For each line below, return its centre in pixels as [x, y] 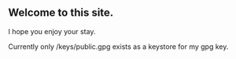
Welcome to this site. [61, 13]
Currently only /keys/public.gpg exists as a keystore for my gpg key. [118, 47]
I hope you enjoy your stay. [52, 31]
